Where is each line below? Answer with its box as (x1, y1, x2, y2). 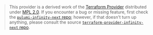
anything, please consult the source (9, 19, 81, 25)
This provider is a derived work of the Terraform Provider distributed (9, 4, 147, 10)
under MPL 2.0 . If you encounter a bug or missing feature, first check (9, 9, 148, 15)
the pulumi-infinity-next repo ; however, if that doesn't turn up (9, 14, 137, 20)
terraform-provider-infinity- (82, 20, 144, 25)
